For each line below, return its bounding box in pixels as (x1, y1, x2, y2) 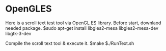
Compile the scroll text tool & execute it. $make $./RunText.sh (5, 40, 134, 46)
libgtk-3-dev (5, 30, 32, 36)
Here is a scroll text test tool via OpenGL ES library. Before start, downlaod (5, 20, 161, 26)
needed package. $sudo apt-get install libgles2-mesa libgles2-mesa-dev (5, 25, 159, 31)
